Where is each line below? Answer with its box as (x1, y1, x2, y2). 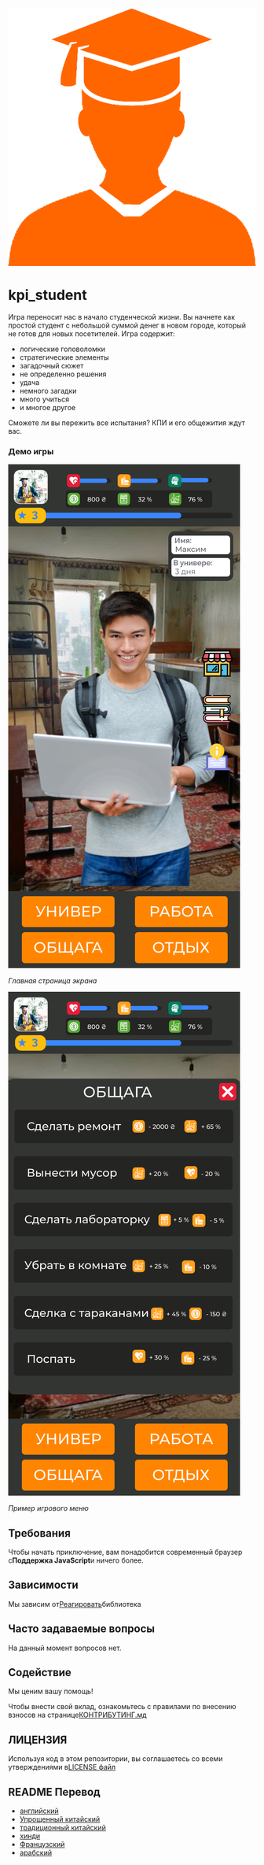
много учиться (19, 394, 69, 404)
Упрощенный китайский (19, 1814, 101, 1823)
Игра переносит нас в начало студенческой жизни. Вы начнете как (8, 312, 236, 321)
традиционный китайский (19, 1822, 106, 1832)
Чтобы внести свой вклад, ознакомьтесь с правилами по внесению (8, 1702, 236, 1711)
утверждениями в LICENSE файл (8, 1763, 116, 1772)
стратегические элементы (19, 352, 109, 362)
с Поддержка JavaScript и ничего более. (8, 1556, 144, 1565)
